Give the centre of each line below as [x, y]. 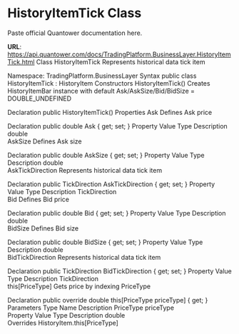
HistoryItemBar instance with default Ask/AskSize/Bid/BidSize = [101, 91]
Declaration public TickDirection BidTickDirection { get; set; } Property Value [119, 271]
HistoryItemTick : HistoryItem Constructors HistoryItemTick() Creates [109, 83]
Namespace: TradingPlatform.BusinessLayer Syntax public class [102, 76]
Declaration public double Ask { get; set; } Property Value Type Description [118, 126]
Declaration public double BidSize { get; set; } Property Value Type [105, 242]
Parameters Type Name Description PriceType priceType [91, 308]
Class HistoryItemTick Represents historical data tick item [121, 61]
